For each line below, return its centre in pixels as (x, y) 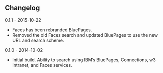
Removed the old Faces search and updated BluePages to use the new (85, 35)
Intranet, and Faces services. (42, 65)
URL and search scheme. (38, 40)
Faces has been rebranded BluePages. (52, 30)
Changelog (23, 8)
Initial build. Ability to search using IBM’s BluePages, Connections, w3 (84, 60)
